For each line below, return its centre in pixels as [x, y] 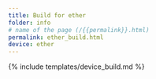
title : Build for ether [47, 15]
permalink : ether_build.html [56, 37]
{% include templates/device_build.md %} [76, 66]
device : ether [32, 45]
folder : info [30, 23]
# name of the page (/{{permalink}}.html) [79, 30]
